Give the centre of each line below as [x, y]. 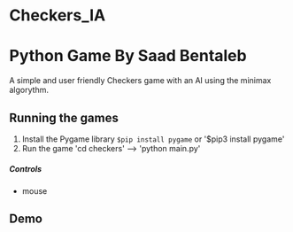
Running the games [64, 117]
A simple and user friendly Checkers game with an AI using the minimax [140, 81]
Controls [26, 168]
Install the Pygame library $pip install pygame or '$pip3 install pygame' [153, 139]
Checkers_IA [58, 15]
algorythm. [29, 90]
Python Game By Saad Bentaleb [128, 56]
